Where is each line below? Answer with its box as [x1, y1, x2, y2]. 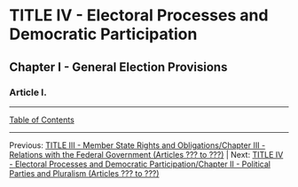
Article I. [9, 86, 47, 98]
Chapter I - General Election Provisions [9, 59, 228, 74]
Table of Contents [9, 114, 75, 125]
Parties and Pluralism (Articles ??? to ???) [9, 168, 160, 178]
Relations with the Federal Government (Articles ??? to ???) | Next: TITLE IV [9, 149, 284, 160]
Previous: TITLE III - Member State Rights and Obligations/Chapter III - [9, 139, 266, 151]
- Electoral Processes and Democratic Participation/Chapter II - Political [9, 159, 271, 169]
